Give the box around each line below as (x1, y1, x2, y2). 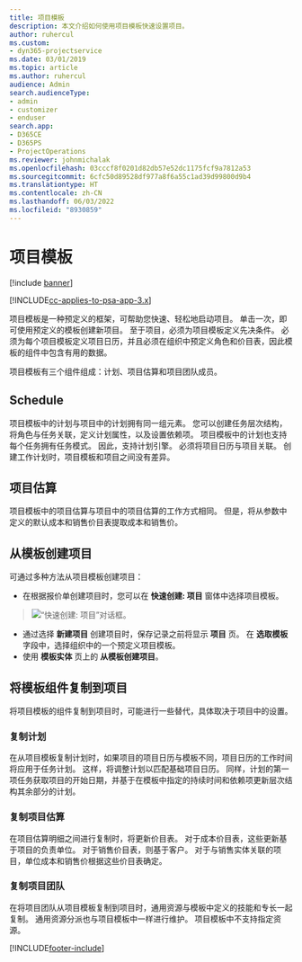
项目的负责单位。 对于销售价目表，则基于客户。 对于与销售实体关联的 (16, 844, 274, 855)
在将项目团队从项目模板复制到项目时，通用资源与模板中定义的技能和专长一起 (9, 902, 293, 913)
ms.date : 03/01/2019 (9, 55, 87, 64)
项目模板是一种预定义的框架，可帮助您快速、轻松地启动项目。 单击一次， (9, 313, 280, 324)
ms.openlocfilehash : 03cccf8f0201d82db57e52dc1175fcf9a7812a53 (9, 164, 252, 173)
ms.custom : (9, 38, 50, 48)
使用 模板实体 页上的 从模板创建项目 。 (22, 651, 164, 662)
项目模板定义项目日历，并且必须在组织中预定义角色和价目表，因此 (40, 335, 285, 346)
